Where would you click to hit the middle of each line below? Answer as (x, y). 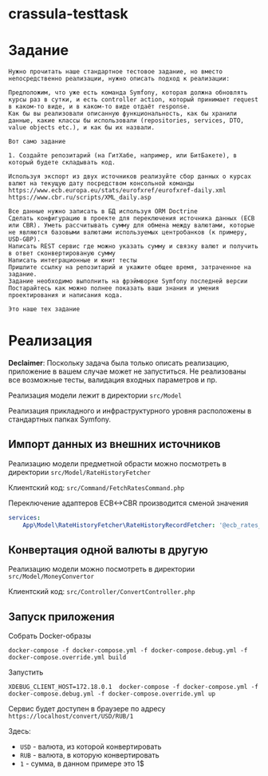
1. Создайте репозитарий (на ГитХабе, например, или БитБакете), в (123, 156)
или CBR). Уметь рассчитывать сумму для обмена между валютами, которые (132, 226)
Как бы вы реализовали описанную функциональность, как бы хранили (123, 114)
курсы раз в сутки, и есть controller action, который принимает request (134, 100)
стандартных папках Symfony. (60, 419)
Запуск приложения (61, 617)
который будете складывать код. (62, 163)
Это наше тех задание (44, 309)
